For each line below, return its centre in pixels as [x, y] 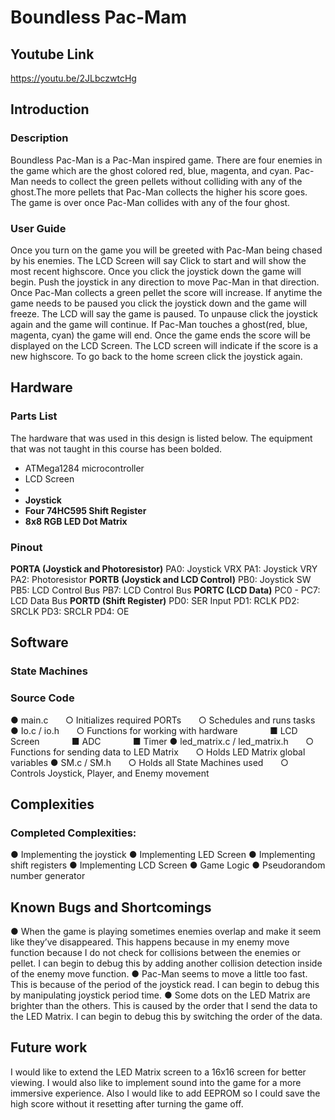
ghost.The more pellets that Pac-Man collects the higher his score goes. [159, 192]
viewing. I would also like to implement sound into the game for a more [156, 1082]
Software [39, 642]
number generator [48, 876]
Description [39, 138]
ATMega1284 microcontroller [84, 468]
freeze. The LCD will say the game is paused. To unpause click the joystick [164, 313]
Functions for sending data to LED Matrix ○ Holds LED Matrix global [158, 752]
